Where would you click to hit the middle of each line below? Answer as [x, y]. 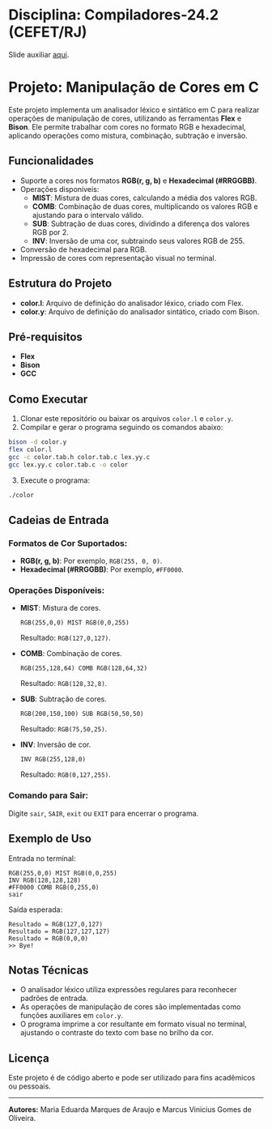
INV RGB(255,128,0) [53, 760]
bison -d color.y [38, 442]
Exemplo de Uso [50, 839]
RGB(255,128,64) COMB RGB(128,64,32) [84, 669]
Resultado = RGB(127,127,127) [59, 931]
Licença [29, 1058]
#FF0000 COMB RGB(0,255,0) [54, 887]
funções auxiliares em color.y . [72, 1016]
